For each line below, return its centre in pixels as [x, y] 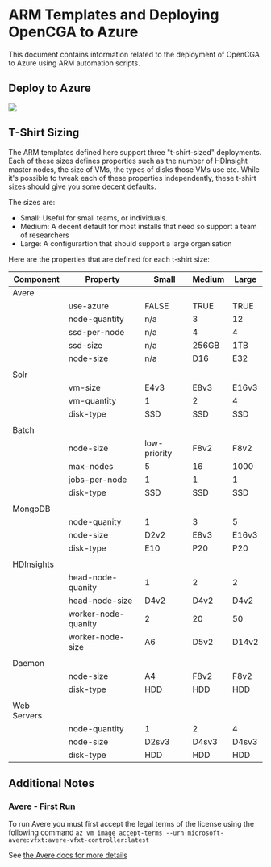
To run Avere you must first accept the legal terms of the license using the [131, 824]
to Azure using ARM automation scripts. [74, 63]
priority [158, 453]
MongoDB [31, 509]
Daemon [28, 663]
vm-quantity [92, 400]
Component [37, 279]
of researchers [45, 235]
